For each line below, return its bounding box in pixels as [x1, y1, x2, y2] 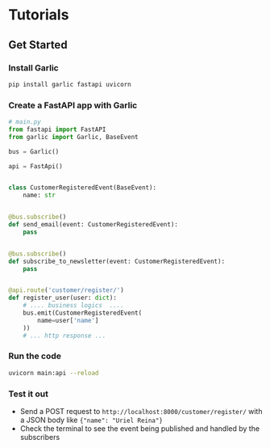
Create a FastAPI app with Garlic [8, 99, 138, 111]
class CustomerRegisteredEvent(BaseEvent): [8, 184, 157, 192]
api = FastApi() [8, 162, 63, 171]
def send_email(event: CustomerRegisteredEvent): [8, 221, 179, 229]
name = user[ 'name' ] [37, 316, 99, 324]
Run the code [8, 350, 62, 361]
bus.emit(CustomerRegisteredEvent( [23, 309, 143, 317]
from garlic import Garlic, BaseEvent [8, 133, 139, 141]
